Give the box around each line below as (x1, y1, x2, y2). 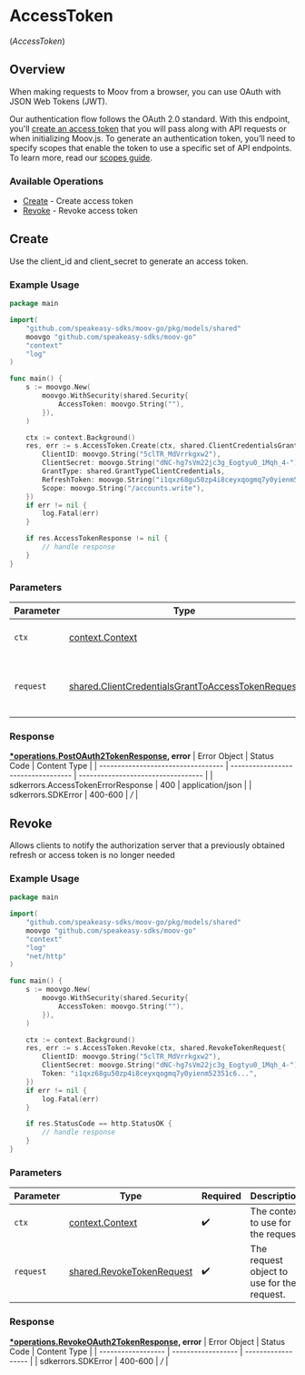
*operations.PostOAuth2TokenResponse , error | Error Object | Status (9, 751, 274, 762)
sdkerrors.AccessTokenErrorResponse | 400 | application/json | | (9, 780, 252, 791)
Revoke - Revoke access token (22, 206, 138, 217)
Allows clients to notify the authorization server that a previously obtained (9, 840, 286, 851)
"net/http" (25, 952, 67, 961)
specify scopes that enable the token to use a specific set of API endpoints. (9, 142, 292, 153)
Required (201, 1189, 242, 1202)
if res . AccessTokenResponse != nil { (25, 534, 169, 543)
